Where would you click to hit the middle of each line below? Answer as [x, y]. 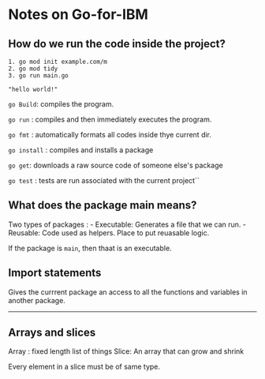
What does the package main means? [103, 206]
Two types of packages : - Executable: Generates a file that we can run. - [127, 224]
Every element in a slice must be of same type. [84, 367]
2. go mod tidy [33, 69]
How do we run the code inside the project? [117, 44]
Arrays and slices [52, 333]
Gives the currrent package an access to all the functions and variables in [128, 292]
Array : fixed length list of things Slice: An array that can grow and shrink [126, 351]
